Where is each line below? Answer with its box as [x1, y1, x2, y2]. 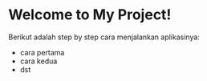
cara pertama [19, 47, 65, 57]
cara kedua [19, 56, 58, 66]
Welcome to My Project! [8, 6, 172, 24]
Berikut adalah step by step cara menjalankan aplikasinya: [8, 32, 201, 42]
